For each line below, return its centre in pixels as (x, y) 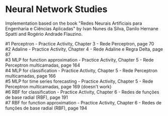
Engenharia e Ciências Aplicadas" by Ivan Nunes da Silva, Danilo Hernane (82, 28)
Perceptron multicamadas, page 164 (43, 65)
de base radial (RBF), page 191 (36, 97)
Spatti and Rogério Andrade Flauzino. (44, 34)
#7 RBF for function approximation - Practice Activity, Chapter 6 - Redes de (83, 102)
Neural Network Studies (56, 9)
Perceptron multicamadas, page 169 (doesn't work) (58, 86)
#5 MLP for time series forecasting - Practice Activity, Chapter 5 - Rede (79, 81)
